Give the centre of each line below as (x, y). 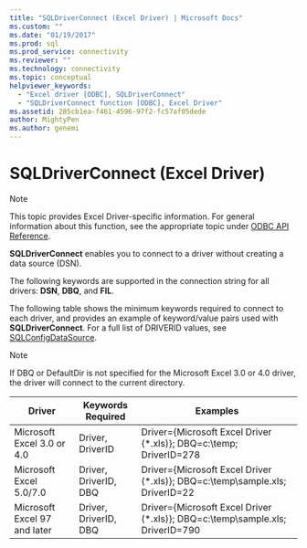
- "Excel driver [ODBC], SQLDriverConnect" (101, 94)
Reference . (30, 236)
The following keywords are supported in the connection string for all (139, 280)
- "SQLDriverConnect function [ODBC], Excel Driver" (120, 103)
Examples (217, 410)
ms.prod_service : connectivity (69, 52)
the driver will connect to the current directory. (97, 382)
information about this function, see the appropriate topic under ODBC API (149, 226)
